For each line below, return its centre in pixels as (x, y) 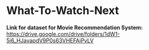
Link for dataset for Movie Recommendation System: (75, 27)
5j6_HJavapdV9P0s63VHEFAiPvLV (50, 40)
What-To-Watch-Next (63, 11)
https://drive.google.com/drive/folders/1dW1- (63, 34)
